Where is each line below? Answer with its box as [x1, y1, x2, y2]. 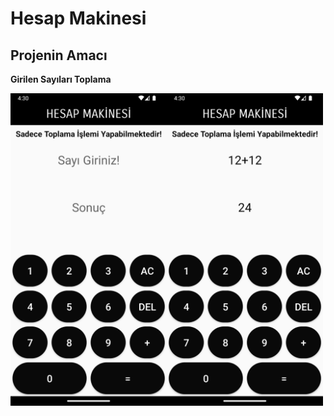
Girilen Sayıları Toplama [10, 73, 112, 85]
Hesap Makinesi [10, 7, 147, 30]
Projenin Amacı [10, 47, 108, 64]
